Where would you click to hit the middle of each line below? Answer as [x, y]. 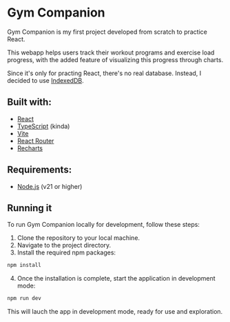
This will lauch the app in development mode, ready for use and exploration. [115, 312]
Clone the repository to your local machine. [78, 238]
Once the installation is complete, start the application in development [116, 279]
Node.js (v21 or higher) [50, 186]
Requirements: [40, 170]
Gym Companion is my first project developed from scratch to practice [107, 32]
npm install [24, 265]
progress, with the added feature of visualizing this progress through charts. [115, 59]
